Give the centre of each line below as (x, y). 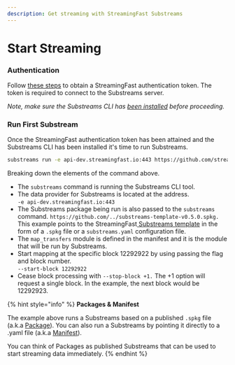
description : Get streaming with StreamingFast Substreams (95, 14)
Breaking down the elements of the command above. (84, 173)
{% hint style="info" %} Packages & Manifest (73, 304)
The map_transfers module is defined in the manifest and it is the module (122, 239)
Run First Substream (43, 124)
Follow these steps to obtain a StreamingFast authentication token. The (109, 85)
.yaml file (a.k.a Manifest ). (45, 333)
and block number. (44, 261)
